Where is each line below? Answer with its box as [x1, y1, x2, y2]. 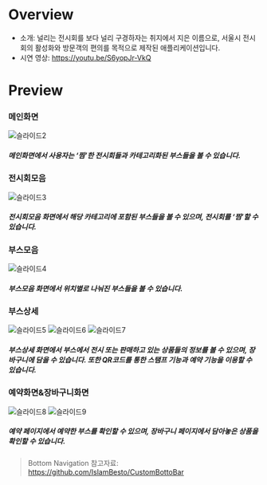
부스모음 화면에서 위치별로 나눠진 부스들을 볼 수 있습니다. [8, 283, 183, 293]
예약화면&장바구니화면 [8, 387, 89, 398]
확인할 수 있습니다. [8, 436, 66, 446]
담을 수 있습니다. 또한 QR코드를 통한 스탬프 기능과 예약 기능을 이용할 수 [35, 355, 253, 365]
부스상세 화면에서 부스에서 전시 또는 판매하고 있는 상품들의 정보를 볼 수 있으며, [8, 345, 247, 355]
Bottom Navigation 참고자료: [27, 458, 120, 467]
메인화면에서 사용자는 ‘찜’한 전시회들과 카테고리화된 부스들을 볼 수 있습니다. [8, 151, 241, 160]
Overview [8, 6, 74, 24]
